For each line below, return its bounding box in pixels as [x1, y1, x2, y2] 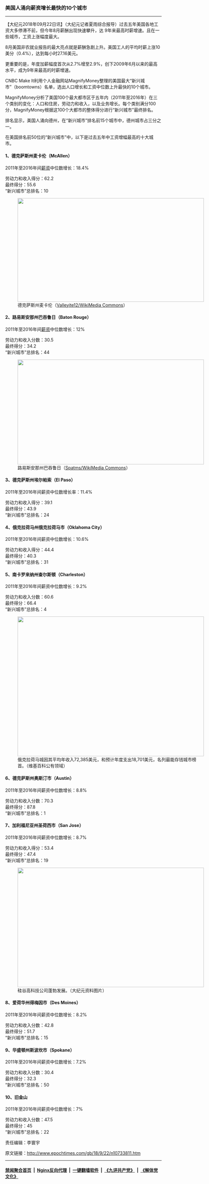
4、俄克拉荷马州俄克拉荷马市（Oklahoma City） [5, 524, 105, 530]
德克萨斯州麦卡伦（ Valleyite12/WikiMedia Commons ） [17, 302, 128, 308]
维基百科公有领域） [28, 763, 68, 769]
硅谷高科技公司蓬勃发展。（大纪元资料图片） [17, 987, 107, 993]
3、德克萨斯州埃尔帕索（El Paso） [5, 477, 76, 483]
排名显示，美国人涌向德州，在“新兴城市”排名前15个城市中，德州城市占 [5, 118, 148, 124]
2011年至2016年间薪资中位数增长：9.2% [5, 584, 87, 590]
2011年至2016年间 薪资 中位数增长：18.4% [5, 165, 89, 171]
